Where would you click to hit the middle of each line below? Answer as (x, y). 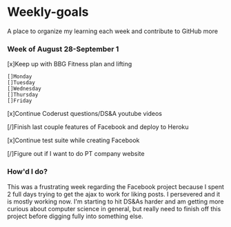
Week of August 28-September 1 (63, 49)
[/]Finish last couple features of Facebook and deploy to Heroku (98, 127)
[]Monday (20, 77)
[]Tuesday (21, 83)
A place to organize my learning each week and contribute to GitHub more (113, 31)
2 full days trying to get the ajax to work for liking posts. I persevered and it (114, 194)
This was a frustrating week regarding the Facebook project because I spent (115, 186)
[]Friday (20, 101)
